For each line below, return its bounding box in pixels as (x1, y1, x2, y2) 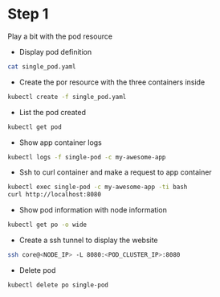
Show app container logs (18, 138, 102, 147)
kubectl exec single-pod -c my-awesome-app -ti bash (7, 183, 188, 192)
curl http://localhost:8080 (7, 191, 102, 199)
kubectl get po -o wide (7, 221, 88, 229)
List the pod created (18, 107, 86, 117)
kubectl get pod (7, 122, 62, 131)
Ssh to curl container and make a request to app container (18, 167, 212, 177)
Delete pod (18, 265, 56, 274)
